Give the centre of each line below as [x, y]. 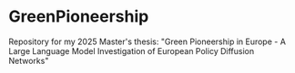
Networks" [29, 60]
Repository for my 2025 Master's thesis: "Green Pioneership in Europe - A [147, 41]
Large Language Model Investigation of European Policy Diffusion [132, 50]
